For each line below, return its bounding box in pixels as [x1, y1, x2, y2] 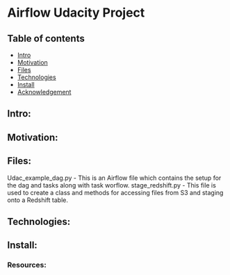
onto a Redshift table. [7, 196, 68, 204]
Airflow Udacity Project [7, 5, 145, 21]
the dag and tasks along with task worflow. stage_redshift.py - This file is [7, 181, 217, 189]
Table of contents [7, 33, 85, 44]
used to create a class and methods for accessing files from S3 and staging [7, 188, 224, 197]
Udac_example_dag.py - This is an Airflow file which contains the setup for [7, 174, 222, 182]
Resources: [7, 260, 47, 270]
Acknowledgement [17, 88, 72, 96]
